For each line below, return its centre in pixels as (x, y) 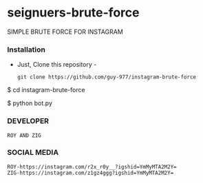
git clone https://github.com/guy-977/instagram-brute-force (107, 77)
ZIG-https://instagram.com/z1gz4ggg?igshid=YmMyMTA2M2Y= (90, 173)
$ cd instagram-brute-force (46, 90)
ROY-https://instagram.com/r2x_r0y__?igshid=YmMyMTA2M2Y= (92, 166)
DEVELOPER (28, 121)
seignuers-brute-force (73, 13)
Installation (26, 50)
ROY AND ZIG (24, 136)
